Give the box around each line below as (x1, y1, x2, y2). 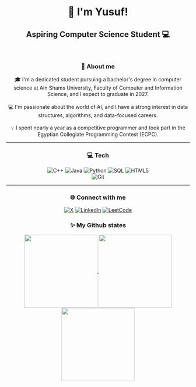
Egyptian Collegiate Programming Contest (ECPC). (37, 131, 159, 138)
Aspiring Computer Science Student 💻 (26, 29, 170, 39)
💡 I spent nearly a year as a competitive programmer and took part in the (10, 124, 185, 131)
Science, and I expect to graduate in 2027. (47, 91, 149, 98)
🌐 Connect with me (70, 193, 126, 201)
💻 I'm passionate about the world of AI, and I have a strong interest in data (8, 104, 188, 111)
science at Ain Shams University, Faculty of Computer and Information (13, 84, 183, 91)
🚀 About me (81, 62, 115, 70)
